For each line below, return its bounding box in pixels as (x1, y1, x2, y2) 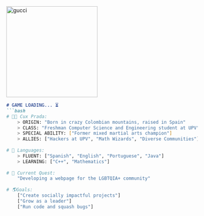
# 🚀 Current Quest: (6, 170, 56, 176)
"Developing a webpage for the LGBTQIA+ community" (17, 175, 151, 181)
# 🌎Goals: (6, 187, 33, 193)
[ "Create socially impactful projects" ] (17, 192, 121, 198)
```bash (6, 107, 26, 114)
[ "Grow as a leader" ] (17, 198, 72, 204)
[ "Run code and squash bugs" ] (17, 203, 94, 210)
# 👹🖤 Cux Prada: (6, 113, 47, 120)
